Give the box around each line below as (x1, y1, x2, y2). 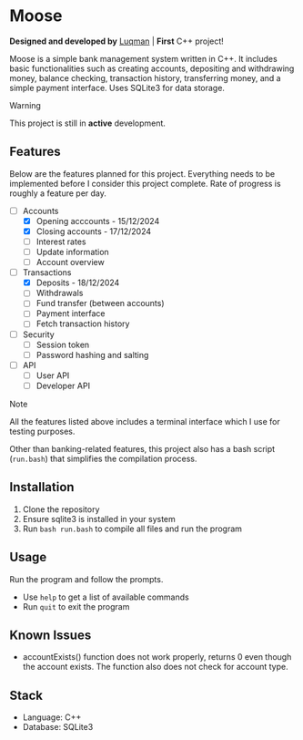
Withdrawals (35, 288, 84, 299)
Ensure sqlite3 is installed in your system (22, 513, 176, 524)
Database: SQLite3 (22, 722, 94, 733)
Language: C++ (22, 712, 82, 723)
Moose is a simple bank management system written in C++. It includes (9, 53, 278, 64)
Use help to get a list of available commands (22, 591, 189, 602)
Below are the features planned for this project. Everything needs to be (9, 168, 276, 179)
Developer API (35, 380, 91, 391)
